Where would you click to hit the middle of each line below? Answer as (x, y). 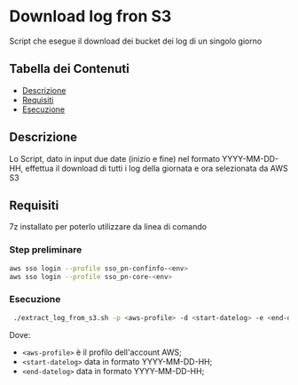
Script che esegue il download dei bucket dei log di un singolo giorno (136, 41)
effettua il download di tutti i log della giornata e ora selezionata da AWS (157, 168)
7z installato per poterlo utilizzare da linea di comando (108, 227)
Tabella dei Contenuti (70, 69)
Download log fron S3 (90, 16)
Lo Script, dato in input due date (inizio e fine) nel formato (114, 158)
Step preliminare (46, 250)
